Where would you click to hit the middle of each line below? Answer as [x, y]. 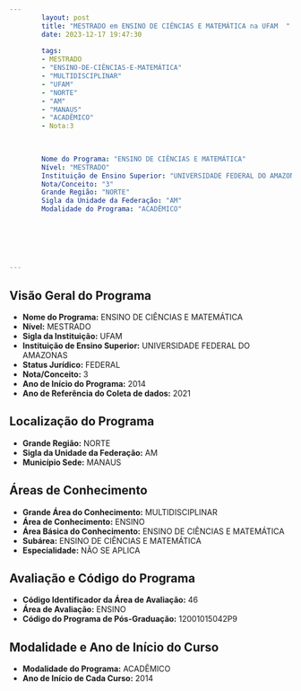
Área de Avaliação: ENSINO [74, 609]
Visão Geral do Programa [81, 296]
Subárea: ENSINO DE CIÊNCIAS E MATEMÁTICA [112, 540]
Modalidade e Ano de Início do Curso [114, 647]
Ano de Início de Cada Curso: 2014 [88, 678]
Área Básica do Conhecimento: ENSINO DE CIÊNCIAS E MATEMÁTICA [153, 531]
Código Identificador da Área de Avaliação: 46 [110, 600]
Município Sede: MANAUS [72, 462]
